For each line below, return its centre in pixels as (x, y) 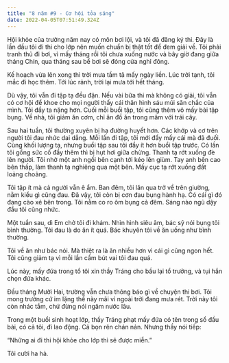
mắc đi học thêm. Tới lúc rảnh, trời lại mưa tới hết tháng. (86, 82)
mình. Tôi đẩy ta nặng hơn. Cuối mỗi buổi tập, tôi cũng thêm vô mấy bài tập (113, 110)
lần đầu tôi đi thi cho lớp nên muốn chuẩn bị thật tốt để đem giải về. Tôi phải (114, 47)
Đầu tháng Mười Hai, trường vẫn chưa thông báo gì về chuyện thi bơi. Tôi (110, 292)
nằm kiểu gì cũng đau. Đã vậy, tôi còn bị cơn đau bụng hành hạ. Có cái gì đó (115, 195)
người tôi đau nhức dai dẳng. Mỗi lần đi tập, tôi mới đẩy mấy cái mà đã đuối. (114, 137)
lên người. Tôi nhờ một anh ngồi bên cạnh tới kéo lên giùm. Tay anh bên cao (114, 159)
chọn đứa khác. (29, 278)
